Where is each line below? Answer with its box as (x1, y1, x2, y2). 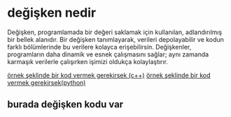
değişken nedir (7, 5, 97, 21)
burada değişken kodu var (7, 99, 124, 111)
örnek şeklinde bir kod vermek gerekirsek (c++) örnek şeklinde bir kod (7, 71, 211, 79)
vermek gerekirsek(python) (7, 78, 86, 86)
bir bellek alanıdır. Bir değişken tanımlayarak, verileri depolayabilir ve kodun (7, 35, 224, 43)
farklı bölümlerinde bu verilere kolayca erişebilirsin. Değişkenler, (7, 42, 192, 51)
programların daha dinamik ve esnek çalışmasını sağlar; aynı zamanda (7, 50, 209, 58)
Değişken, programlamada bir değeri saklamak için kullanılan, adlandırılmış (7, 28, 223, 36)
